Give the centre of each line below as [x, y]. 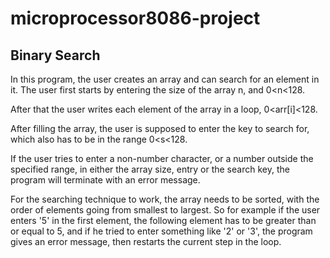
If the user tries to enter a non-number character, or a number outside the [162, 158]
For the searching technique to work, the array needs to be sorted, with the [165, 199]
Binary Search [55, 55]
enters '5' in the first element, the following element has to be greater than [163, 220]
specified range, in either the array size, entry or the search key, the [150, 169]
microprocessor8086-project [135, 18]
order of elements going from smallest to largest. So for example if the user [165, 210]
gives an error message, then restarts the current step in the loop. [146, 241]
